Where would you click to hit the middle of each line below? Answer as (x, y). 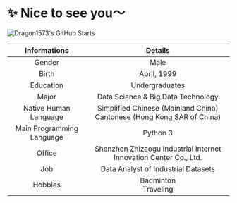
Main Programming (47, 128)
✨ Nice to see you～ (66, 13)
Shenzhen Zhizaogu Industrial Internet (158, 149)
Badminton (158, 180)
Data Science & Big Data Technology (158, 97)
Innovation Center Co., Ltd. (158, 157)
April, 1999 (158, 73)
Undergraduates (158, 85)
